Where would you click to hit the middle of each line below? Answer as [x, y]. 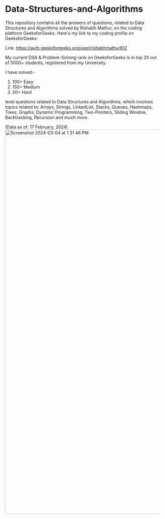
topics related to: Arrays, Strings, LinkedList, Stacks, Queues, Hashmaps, [79, 107]
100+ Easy [23, 82]
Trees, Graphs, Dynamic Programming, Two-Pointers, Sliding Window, [76, 112]
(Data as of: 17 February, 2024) [37, 127]
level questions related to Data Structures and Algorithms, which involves [79, 101]
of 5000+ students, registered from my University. [56, 62]
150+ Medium [26, 87]
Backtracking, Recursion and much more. [47, 117]
